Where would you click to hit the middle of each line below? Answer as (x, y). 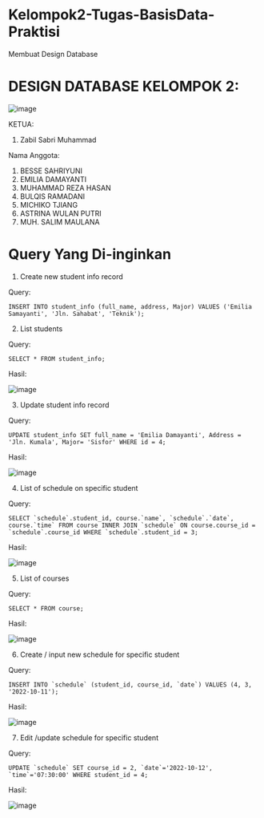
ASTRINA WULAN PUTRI (60, 213)
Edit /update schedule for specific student (89, 737)
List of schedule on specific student (79, 488)
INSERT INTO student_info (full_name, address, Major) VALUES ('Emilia (130, 306)
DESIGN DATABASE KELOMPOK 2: (124, 87)
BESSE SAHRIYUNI (51, 171)
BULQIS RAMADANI (52, 196)
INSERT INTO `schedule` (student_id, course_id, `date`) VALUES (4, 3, (130, 684)
